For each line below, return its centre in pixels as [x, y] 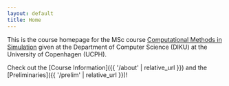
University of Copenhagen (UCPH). [57, 54]
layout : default [30, 13]
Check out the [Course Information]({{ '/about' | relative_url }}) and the [107, 67]
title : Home [24, 20]
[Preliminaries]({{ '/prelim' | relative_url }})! [67, 75]
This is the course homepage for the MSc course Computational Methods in [115, 39]
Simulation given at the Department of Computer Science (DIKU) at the [107, 47]
